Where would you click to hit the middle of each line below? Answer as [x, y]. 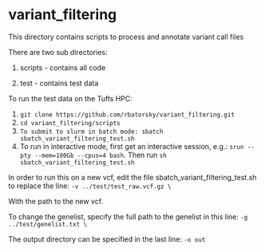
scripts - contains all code [63, 67]
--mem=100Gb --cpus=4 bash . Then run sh [101, 155]
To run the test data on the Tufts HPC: [71, 98]
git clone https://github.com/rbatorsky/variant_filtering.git [127, 114]
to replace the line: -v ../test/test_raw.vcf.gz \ [90, 186]
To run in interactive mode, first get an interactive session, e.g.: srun [132, 146]
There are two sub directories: [58, 52]
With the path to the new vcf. [56, 201]
